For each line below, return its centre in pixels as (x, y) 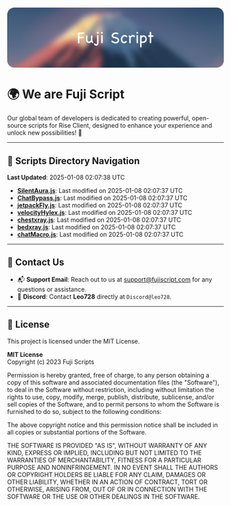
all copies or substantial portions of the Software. (77, 432)
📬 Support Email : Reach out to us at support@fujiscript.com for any (114, 279)
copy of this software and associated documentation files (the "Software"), (113, 382)
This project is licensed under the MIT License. (74, 341)
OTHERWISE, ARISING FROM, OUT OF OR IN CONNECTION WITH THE (107, 489)
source (17, 126)
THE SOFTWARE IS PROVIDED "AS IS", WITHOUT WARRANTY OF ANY (107, 445)
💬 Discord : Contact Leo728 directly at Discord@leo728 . (94, 297)
